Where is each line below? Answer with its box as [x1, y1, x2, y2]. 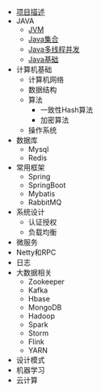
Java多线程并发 [27, 44, 80, 54]
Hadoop [27, 311, 55, 321]
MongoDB [27, 302, 62, 312]
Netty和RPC [15, 247, 57, 257]
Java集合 [27, 35, 59, 44]
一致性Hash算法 [40, 105, 94, 115]
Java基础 [27, 55, 59, 64]
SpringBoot [27, 180, 66, 190]
